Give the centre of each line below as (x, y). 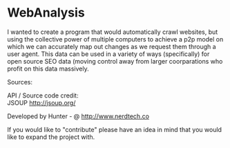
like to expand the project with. (51, 137)
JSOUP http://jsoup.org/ (41, 102)
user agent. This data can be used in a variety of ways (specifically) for (108, 54)
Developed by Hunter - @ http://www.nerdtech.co (78, 116)
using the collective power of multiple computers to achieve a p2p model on (115, 39)
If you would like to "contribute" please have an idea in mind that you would (115, 129)
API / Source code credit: (43, 95)
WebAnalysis (46, 13)
